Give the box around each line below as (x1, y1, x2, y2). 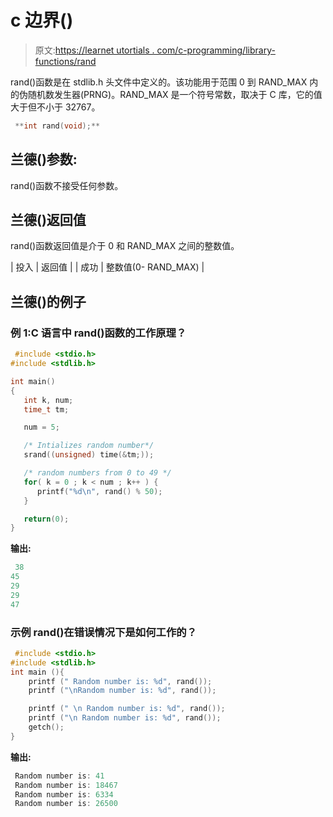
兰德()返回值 (10, 212, 87, 229)
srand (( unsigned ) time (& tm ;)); (23, 450, 155, 460)
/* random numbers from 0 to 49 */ (23, 468, 172, 478)
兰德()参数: (10, 151, 78, 168)
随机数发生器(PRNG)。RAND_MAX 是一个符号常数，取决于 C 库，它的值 (27, 88, 323, 100)
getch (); (28, 722, 65, 733)
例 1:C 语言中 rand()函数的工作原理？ (10, 326, 187, 340)
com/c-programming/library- (156, 44, 276, 56)
